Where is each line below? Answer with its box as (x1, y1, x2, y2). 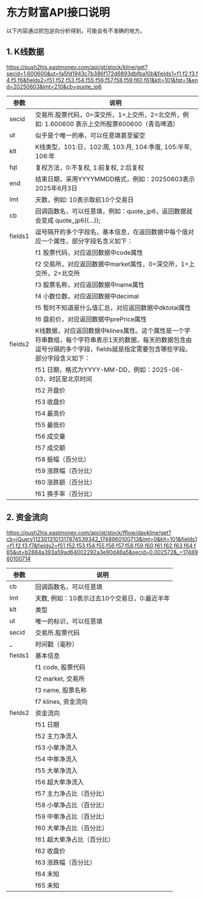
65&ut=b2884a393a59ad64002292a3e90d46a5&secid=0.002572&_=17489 (6, 548, 198, 556)
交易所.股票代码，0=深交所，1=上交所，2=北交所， (35, 110, 183, 119)
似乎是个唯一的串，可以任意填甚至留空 (35, 131, 145, 140)
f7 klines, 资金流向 (35, 697, 88, 706)
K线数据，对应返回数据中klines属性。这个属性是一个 (35, 326, 185, 334)
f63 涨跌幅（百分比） (35, 858, 96, 867)
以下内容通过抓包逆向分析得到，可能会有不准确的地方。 (6, 27, 145, 34)
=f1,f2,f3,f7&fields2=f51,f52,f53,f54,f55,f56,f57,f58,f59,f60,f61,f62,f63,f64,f (6, 541, 196, 549)
